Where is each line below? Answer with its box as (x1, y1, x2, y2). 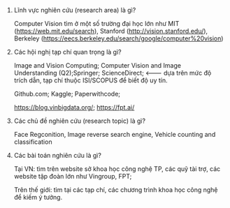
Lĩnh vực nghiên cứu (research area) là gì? (13, 6, 136, 14)
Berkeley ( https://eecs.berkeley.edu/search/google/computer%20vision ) (13, 34, 224, 43)
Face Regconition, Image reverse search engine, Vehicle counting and (13, 131, 216, 138)
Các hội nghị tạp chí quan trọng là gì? (13, 48, 122, 56)
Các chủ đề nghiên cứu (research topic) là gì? (13, 117, 145, 125)
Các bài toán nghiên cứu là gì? (13, 151, 101, 159)
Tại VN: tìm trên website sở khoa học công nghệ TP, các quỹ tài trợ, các (13, 165, 221, 173)
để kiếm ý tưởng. (13, 193, 63, 201)
